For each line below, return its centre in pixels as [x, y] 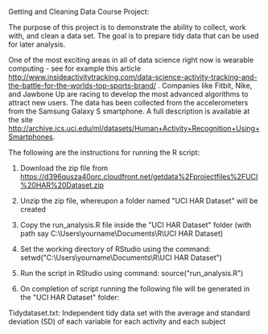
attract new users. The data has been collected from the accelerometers [128, 103]
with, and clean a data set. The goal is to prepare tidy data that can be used [134, 36]
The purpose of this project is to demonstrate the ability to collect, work [127, 27]
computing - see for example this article [74, 68]
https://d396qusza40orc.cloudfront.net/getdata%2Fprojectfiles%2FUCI [139, 177]
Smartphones [31, 137]
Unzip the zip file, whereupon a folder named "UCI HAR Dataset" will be [139, 201]
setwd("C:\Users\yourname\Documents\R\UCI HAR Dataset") [121, 258]
